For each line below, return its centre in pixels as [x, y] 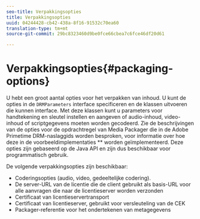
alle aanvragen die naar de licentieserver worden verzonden [89, 191]
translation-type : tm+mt [37, 28]
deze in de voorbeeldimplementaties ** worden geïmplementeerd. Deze [95, 142]
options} [28, 81]
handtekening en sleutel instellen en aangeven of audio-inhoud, [85, 117]
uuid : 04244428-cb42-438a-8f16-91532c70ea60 [63, 23]
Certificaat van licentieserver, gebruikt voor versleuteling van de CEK [100, 203]
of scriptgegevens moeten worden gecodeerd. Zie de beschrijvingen [110, 124]
